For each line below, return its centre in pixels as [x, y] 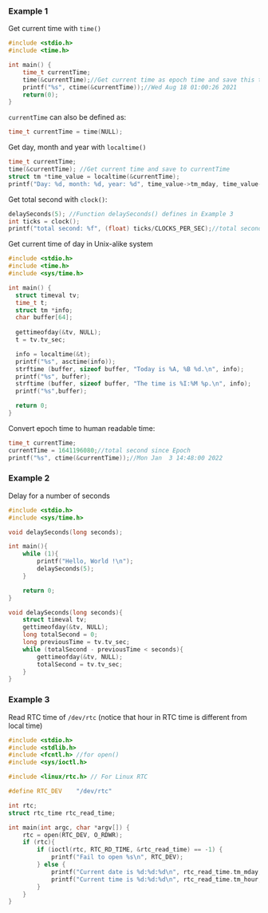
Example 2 [29, 478]
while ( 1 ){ [41, 554]
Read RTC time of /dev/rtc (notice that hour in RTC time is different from [128, 717]
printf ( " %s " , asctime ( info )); [65, 362]
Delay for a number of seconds [59, 496]
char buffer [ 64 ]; [44, 318]
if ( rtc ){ [39, 842]
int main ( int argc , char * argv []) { [69, 828]
